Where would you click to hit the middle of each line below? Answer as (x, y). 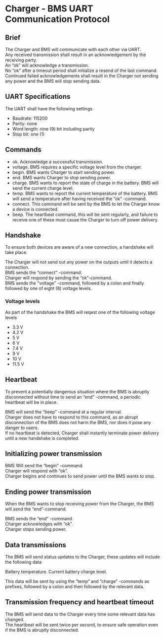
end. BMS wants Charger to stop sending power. (62, 177)
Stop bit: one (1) (28, 134)
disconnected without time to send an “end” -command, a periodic (73, 397)
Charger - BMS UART (49, 9)
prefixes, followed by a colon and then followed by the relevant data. (75, 586)
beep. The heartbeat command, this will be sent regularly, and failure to (85, 214)
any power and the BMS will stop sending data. (53, 81)
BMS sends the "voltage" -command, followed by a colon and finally (75, 283)
